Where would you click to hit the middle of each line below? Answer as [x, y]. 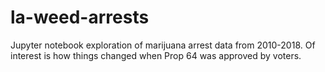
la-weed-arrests [80, 17]
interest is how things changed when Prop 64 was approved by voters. [156, 55]
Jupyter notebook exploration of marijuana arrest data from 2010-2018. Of [163, 45]
